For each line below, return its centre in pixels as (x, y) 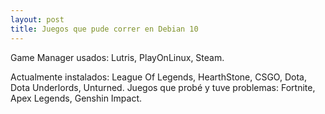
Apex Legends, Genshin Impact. (76, 98)
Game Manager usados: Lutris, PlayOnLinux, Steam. (117, 57)
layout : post (37, 19)
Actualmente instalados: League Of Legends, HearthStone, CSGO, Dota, (158, 77)
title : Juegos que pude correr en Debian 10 (104, 29)
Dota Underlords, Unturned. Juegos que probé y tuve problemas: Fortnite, (163, 87)
